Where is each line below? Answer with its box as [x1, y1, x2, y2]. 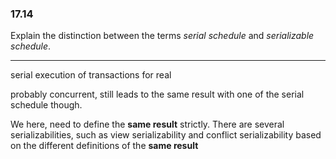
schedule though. [10, 99, 83, 111]
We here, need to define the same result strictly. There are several [10, 118, 285, 131]
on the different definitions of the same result [10, 140, 199, 152]
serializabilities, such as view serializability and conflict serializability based [10, 129, 322, 141]
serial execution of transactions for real [10, 69, 172, 81]
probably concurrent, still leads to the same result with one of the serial [10, 88, 305, 101]
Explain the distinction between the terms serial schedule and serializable [10, 30, 315, 42]
